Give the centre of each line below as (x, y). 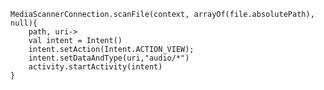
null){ (24, 23)
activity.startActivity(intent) (95, 67)
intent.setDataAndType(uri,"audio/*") (109, 58)
